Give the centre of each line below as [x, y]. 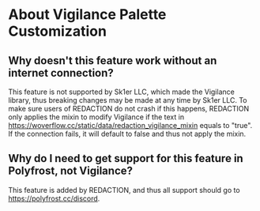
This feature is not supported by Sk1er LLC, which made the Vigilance [121, 92]
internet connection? [61, 73]
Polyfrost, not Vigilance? [70, 171]
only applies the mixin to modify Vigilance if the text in [96, 117]
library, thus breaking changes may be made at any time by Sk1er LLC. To [128, 100]
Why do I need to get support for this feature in [126, 158]
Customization [57, 31]
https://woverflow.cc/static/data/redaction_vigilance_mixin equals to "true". [130, 125]
